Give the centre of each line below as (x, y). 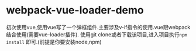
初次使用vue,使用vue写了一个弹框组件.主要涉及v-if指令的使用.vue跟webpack (98, 27)
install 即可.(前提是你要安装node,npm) (54, 42)
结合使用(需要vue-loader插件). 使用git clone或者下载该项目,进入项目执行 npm (97, 34)
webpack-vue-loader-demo (75, 10)
